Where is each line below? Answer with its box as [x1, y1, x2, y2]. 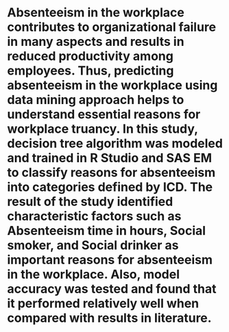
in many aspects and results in [7, 34, 184, 49]
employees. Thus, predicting [7, 63, 174, 79]
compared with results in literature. [7, 310, 212, 326]
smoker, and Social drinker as [7, 238, 179, 253]
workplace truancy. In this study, [7, 121, 198, 137]
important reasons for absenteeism [7, 252, 213, 268]
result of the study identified [7, 194, 173, 209]
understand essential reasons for [7, 107, 201, 123]
